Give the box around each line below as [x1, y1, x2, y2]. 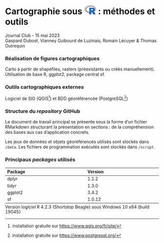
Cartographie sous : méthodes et [5, 5, 155, 17]
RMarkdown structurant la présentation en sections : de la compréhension [5, 124, 154, 130]
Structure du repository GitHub [5, 108, 81, 115]
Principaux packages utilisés [5, 156, 76, 163]
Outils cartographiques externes [5, 83, 84, 90]
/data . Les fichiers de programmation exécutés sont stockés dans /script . [5, 144, 155, 150]
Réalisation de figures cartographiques [5, 55, 100, 62]
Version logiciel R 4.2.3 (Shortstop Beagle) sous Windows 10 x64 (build [5, 204, 150, 210]
